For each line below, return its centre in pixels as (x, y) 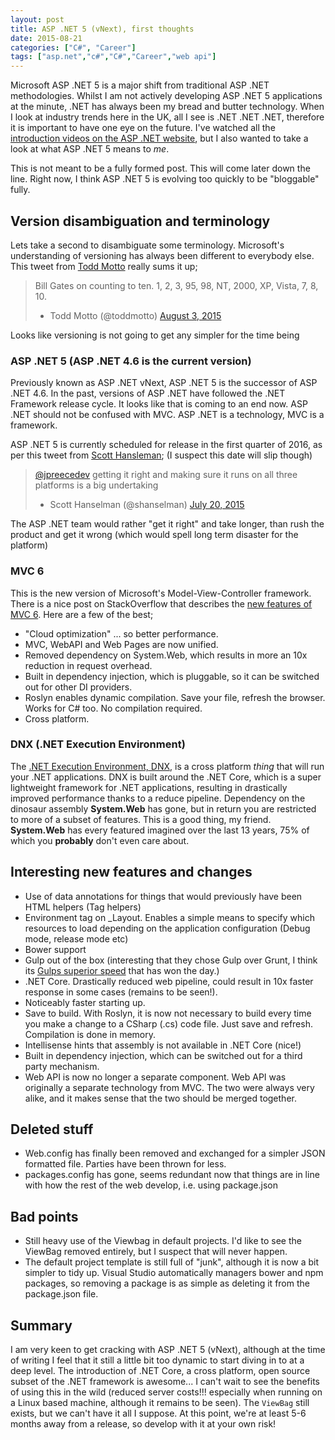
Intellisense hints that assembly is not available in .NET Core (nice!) (163, 1045)
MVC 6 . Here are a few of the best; (82, 614)
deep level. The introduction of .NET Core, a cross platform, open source (160, 1371)
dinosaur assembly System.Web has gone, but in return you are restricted (163, 808)
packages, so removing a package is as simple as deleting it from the (167, 1283)
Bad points (44, 1216)
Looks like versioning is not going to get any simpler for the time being (155, 335)
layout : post (37, 19)
